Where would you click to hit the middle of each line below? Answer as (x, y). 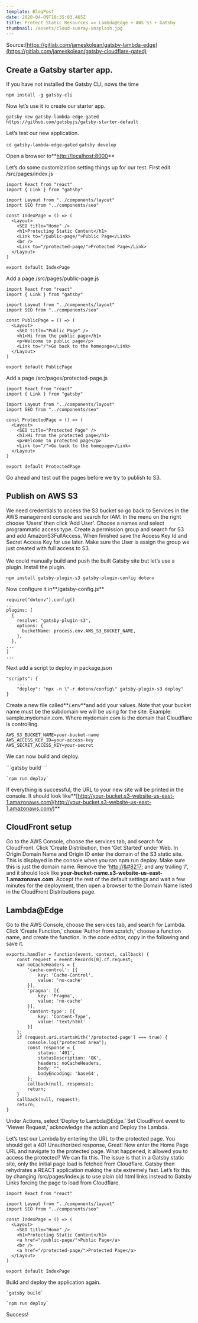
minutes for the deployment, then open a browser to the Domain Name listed (99, 885)
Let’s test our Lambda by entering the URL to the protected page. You (91, 1138)
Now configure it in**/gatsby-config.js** (55, 589)
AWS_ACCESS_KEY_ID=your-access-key (50, 740)
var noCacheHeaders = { (46, 965)
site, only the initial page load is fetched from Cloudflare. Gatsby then (90, 1164)
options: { (30, 625)
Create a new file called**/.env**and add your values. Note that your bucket (99, 705)
